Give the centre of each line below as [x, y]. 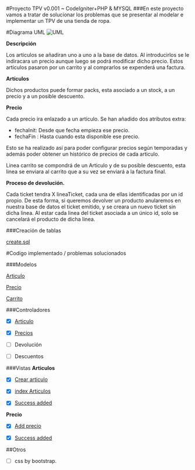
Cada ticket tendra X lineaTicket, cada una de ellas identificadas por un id [95, 194]
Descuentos [29, 356]
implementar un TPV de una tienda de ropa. [58, 21]
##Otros [16, 450]
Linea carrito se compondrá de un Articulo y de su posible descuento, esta [96, 165]
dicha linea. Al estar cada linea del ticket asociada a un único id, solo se [92, 213]
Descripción [21, 44]
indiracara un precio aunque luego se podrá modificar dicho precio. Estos [95, 61]
